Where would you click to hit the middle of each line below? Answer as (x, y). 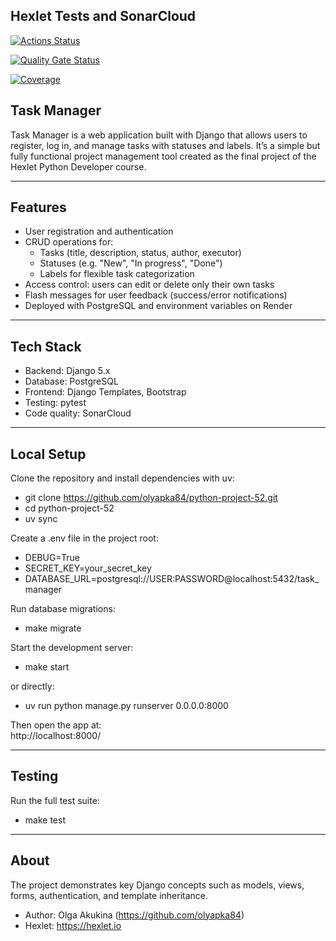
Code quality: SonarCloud (78, 413)
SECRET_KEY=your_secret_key (88, 568)
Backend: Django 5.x (67, 371)
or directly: (32, 686)
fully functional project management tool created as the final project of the (163, 156)
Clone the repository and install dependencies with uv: (122, 478)
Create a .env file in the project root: (84, 538)
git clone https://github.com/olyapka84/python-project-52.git (151, 498)
